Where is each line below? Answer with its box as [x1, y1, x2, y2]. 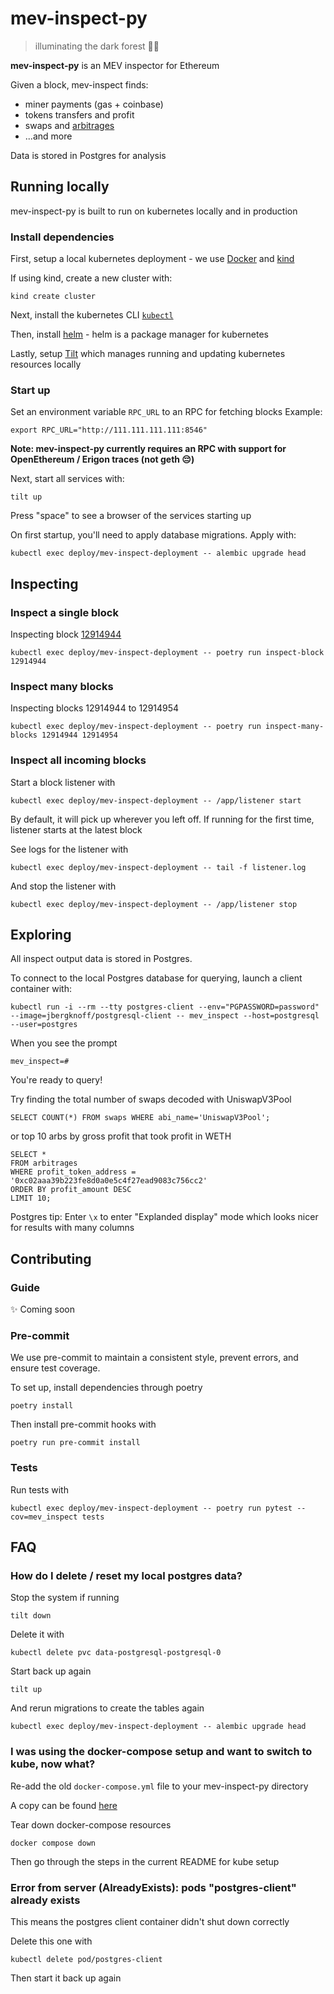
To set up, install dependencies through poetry [10, 1382, 203, 1394]
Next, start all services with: [10, 473, 125, 485]
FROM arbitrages [10, 1158, 78, 1169]
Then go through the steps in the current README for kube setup [10, 1855, 280, 1867]
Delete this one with [10, 1935, 93, 1947]
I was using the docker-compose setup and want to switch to [10, 1745, 313, 1759]
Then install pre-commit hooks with [10, 1418, 157, 1431]
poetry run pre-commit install [10, 1438, 141, 1448]
